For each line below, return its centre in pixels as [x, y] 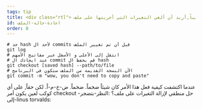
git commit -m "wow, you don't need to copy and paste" [78, 76]
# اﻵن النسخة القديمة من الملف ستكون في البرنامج [70, 71]
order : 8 [18, 28]
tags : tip [19, 12]
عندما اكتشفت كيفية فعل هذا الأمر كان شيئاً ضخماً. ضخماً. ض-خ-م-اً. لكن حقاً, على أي [101, 87]
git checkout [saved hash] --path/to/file [61, 66]
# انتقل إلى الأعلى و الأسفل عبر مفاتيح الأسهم [63, 55]
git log [16, 50]
